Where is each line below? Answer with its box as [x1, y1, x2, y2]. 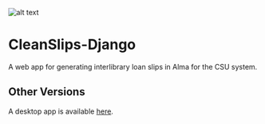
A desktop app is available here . [8, 106, 114, 116]
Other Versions [8, 85, 85, 99]
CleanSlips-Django [8, 36, 136, 54]
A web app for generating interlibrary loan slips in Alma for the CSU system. [8, 62, 258, 71]
